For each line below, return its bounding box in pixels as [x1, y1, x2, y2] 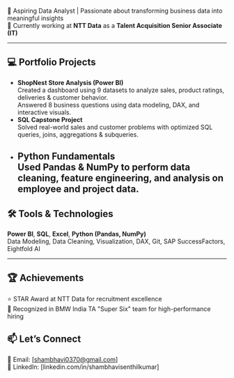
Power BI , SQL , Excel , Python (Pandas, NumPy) [7, 230, 146, 239]
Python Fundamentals [17, 151, 116, 162]
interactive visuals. [17, 108, 72, 116]
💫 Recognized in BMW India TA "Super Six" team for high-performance [7, 304, 211, 313]
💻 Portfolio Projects [7, 56, 96, 68]
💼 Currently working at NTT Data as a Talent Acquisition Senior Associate [7, 22, 223, 29]
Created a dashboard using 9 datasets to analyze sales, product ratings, [17, 86, 225, 94]
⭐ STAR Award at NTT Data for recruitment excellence [7, 294, 162, 303]
